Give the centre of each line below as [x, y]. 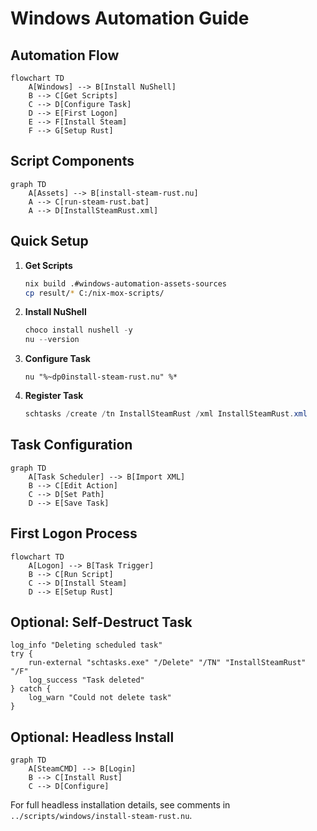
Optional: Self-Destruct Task [101, 622]
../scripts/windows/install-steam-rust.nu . [101, 816]
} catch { [31, 689]
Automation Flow [65, 55]
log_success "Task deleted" [86, 680]
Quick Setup [49, 241]
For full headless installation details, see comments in [120, 805]
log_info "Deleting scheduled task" [86, 645]
